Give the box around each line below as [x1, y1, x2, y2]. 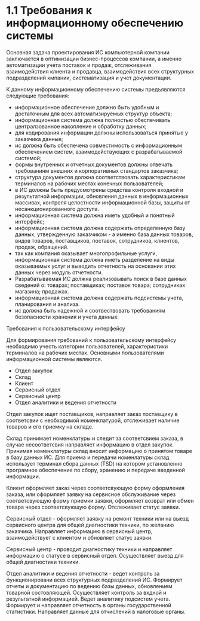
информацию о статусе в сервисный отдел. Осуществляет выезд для [6, 552, 184, 559]
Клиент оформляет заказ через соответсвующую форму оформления [6, 484, 185, 491]
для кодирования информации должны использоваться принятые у [14, 129, 188, 136]
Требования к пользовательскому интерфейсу [6, 325, 125, 332]
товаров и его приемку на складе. [6, 423, 94, 430]
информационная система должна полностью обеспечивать [14, 116, 171, 123]
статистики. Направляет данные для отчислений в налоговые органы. [6, 608, 186, 615]
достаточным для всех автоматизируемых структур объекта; [14, 110, 173, 117]
